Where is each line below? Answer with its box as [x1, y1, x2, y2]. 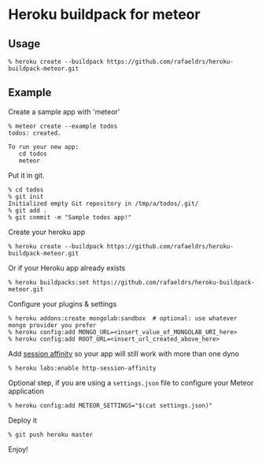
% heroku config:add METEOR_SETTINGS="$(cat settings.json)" [8, 401, 213, 409]
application [8, 386, 45, 396]
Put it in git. [8, 170, 45, 180]
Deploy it [8, 415, 38, 425]
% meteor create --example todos [8, 122, 118, 130]
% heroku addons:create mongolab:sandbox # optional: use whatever [8, 314, 238, 322]
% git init [8, 192, 44, 200]
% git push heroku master [8, 430, 93, 438]
